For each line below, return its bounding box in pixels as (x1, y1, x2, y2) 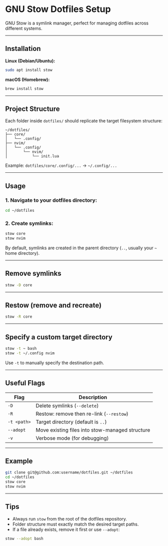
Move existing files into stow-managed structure (35, 426, 150, 433)
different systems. (5, 25, 42, 31)
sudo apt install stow (5, 67, 52, 72)
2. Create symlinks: (5, 220, 53, 227)
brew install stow (5, 86, 43, 91)
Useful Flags (5, 379, 45, 388)
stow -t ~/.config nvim (5, 351, 55, 356)
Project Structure (5, 104, 60, 113)
